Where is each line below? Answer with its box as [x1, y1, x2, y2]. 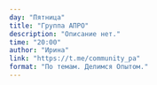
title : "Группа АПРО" [9, 21, 90, 30]
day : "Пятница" [9, 12, 66, 22]
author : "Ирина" [9, 46, 69, 55]
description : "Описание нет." [9, 29, 122, 38]
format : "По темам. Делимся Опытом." [9, 63, 149, 72]
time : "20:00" [9, 37, 62, 47]
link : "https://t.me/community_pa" [9, 54, 141, 63]
